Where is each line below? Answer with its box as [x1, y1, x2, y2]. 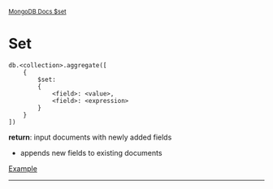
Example [8, 163, 38, 174]
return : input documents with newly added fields [8, 132, 172, 142]
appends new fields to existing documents [19, 148, 162, 157]
